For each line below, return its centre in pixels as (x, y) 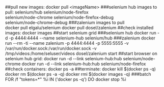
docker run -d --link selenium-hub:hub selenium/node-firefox (84, 64)
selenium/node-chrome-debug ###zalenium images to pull (65, 22)
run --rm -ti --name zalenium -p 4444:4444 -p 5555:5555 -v (67, 43)
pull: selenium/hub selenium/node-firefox (47, 12)
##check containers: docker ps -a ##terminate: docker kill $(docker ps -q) (81, 69)
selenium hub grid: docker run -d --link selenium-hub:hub (64, 59)
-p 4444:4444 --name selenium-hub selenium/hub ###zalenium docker (82, 38)
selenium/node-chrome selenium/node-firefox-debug (59, 17)
